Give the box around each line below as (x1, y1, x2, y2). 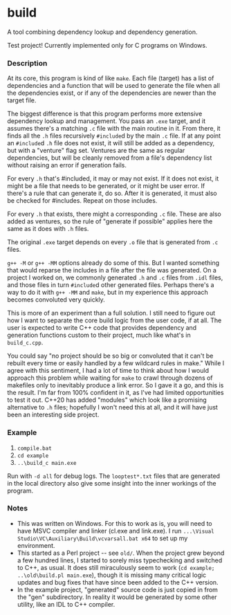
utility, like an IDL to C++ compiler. (17, 600, 115, 608)
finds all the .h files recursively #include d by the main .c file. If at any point (7, 131, 221, 140)
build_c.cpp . (7, 338, 44, 347)
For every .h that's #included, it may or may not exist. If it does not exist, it (7, 174, 219, 183)
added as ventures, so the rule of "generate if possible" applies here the (7, 217, 213, 226)
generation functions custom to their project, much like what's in (7, 331, 192, 340)
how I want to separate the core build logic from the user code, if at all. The (7, 316, 222, 324)
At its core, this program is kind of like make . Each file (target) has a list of (7, 74, 214, 82)
